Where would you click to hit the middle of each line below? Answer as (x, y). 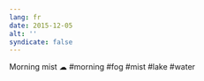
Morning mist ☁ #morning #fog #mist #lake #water (102, 67)
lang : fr (25, 17)
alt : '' (23, 33)
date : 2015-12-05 (41, 26)
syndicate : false (41, 42)
